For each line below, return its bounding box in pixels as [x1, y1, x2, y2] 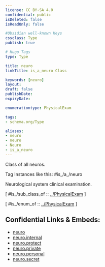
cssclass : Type [5, 36, 38, 41]
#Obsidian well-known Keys [5, 31, 62, 36]
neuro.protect [12, 240, 42, 246]
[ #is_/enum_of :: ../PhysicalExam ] [5, 200, 78, 206]
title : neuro [5, 63, 33, 69]
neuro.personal [12, 250, 45, 257]
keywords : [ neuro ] [5, 77, 44, 82]
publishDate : [5, 92, 33, 97]
